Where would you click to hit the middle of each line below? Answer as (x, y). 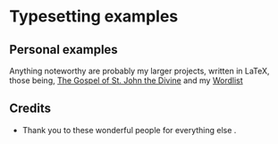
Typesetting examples (94, 17)
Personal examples (63, 50)
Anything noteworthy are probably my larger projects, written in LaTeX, (139, 71)
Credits (30, 109)
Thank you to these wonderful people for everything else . (129, 130)
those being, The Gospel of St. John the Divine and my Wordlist (126, 80)
